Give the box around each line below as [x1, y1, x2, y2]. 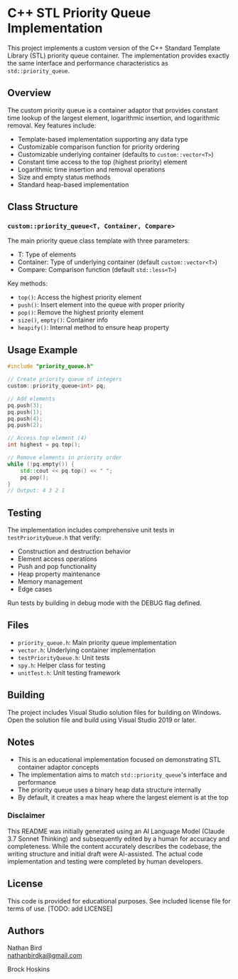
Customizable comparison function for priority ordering [17, 142, 180, 151]
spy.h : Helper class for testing [17, 661, 106, 669]
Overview [7, 87, 52, 99]
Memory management [17, 577, 83, 586]
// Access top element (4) [7, 434, 87, 442]
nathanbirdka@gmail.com [7, 951, 82, 960]
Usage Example [7, 344, 78, 356]
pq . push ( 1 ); [7, 408, 43, 416]
